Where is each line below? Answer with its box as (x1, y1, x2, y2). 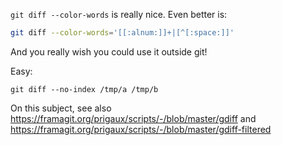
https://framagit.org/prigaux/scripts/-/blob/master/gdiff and (10, 112, 257, 124)
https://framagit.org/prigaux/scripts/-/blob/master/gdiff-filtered (10, 123, 272, 135)
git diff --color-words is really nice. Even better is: (10, 9, 228, 20)
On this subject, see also (10, 102, 112, 114)
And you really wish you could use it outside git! (10, 45, 208, 58)
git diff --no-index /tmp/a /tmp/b (10, 84, 159, 94)
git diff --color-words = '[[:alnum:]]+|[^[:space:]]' (10, 28, 235, 38)
